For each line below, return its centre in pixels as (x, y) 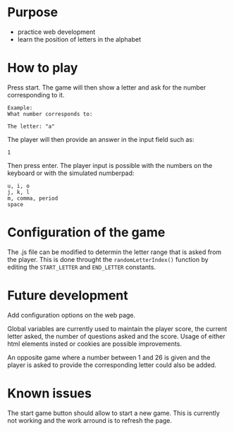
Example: (20, 108)
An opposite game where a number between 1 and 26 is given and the (109, 357)
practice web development (56, 32)
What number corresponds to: (50, 114)
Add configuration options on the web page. (72, 315)
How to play (43, 68)
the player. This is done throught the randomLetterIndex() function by (108, 259)
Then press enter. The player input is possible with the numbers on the (110, 165)
